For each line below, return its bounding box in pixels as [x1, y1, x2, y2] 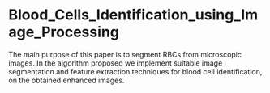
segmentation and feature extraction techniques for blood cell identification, [8, 66, 263, 76]
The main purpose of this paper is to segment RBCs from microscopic [8, 49, 242, 59]
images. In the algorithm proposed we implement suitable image [8, 58, 223, 68]
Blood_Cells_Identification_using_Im [8, 6, 259, 24]
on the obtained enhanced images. [8, 75, 125, 85]
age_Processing [8, 23, 120, 41]
